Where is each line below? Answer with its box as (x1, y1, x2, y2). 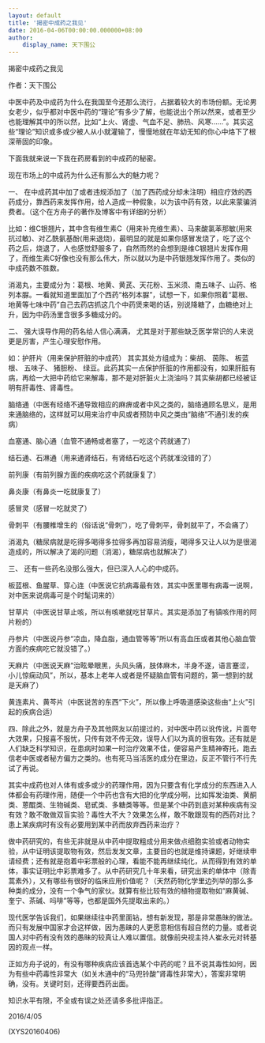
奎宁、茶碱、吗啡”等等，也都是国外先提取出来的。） (8, 896, 174, 905)
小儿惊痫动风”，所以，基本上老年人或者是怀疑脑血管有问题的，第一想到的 (8, 671, 247, 680)
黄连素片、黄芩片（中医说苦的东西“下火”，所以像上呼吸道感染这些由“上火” (8, 697, 248, 707)
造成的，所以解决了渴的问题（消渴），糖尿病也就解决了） (8, 547, 192, 557)
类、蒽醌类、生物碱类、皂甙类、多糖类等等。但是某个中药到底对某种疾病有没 (8, 800, 257, 810)
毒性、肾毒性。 (28, 383, 77, 392)
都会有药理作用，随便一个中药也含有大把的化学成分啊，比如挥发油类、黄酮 (14, 790, 257, 799)
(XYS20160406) (8, 1027, 61, 1037)
